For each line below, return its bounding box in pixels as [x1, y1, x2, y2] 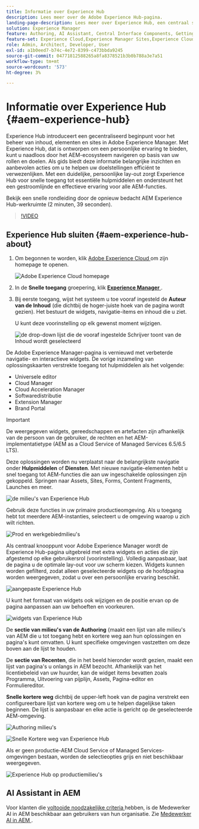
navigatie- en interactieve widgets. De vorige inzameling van [6, 355, 154, 363]
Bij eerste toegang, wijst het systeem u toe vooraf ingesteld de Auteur [14, 295, 187, 302]
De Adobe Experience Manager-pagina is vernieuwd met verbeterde [6, 349, 173, 356]
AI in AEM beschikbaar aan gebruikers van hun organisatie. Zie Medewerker [6, 810, 191, 817]
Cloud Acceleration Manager [14, 386, 85, 393]
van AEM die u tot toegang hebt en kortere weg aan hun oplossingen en [6, 632, 182, 639]
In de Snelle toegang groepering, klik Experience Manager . [14, 284, 163, 291]
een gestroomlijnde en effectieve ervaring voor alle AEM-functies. [6, 183, 167, 190]
